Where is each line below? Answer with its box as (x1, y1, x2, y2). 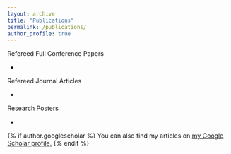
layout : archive (7, 10, 55, 18)
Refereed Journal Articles (7, 77, 82, 85)
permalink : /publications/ (7, 23, 87, 30)
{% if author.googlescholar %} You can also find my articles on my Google (7, 131, 224, 140)
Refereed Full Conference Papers (7, 49, 105, 58)
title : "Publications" (7, 17, 74, 24)
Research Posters (7, 104, 59, 113)
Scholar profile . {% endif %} (7, 139, 90, 148)
